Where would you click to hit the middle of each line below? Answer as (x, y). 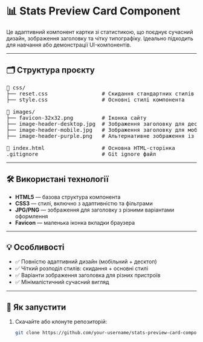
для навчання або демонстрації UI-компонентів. (69, 45)
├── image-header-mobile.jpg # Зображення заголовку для (96, 130)
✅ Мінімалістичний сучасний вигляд (62, 282)
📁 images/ (21, 111)
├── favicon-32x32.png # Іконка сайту (76, 118)
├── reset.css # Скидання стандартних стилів (100, 93)
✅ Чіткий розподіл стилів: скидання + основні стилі (82, 268)
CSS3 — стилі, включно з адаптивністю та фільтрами (84, 203)
